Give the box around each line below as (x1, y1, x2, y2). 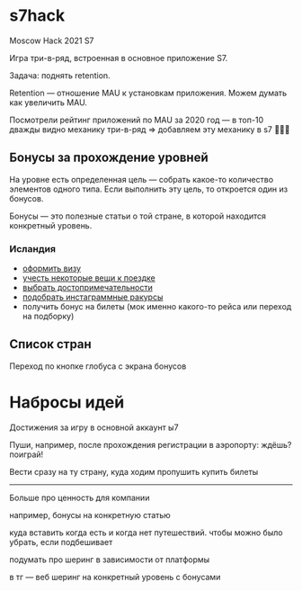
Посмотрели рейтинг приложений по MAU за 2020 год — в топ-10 (9, 114, 263, 125)
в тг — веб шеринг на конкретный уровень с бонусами (9, 571, 221, 582)
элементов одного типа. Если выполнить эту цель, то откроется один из (9, 184, 289, 194)
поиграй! (9, 449, 44, 460)
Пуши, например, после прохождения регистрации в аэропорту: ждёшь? (9, 439, 292, 450)
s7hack (9, 5, 66, 26)
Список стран (9, 336, 92, 352)
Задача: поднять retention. (9, 69, 111, 81)
